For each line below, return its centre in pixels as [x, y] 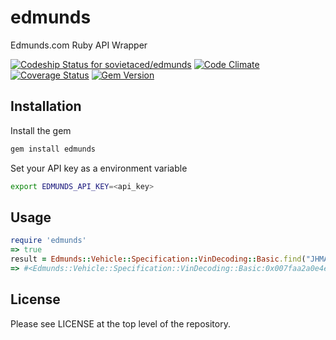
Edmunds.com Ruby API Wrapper [79, 45]
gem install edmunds [53, 149]
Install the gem [41, 130]
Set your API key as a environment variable [99, 168]
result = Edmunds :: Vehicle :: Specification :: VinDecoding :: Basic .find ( [158, 259]
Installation [46, 106]
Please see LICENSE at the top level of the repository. [120, 323]
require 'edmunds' [48, 241]
